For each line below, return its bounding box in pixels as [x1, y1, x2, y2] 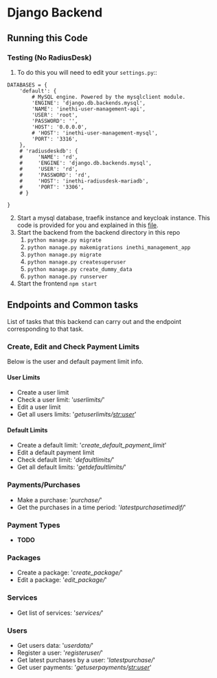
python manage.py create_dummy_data [27, 266, 133, 272]
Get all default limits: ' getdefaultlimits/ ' [16, 463, 127, 471]
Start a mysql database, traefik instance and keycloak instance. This [16, 213, 211, 222]
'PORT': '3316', [32, 135, 78, 142]
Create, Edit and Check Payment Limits [7, 342, 139, 351]
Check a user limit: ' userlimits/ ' [16, 396, 105, 404]
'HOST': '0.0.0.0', [32, 124, 88, 130]
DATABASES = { [7, 81, 48, 89]
